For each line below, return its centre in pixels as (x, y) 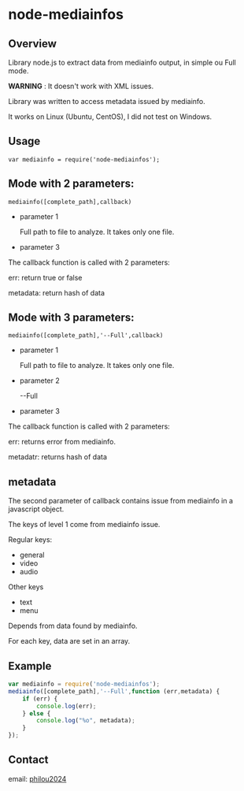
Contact (28, 760)
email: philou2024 (37, 778)
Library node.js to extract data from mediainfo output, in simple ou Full (122, 62)
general (32, 555)
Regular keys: (30, 540)
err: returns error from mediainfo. (62, 442)
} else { (37, 713)
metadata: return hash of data (56, 292)
